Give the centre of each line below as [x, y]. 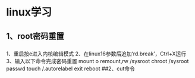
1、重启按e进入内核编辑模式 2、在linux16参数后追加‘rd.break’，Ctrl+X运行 [96, 54]
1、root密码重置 [35, 36]
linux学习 [29, 12]
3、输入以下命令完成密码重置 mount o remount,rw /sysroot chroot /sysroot [97, 61]
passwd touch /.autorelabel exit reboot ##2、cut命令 [71, 68]
